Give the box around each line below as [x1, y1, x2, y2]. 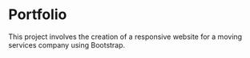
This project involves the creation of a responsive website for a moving [8, 32, 243, 41]
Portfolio [8, 6, 67, 24]
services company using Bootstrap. [8, 40, 126, 49]
